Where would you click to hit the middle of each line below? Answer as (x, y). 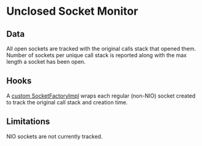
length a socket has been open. (46, 62)
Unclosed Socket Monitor (72, 11)
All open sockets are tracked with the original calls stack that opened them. (101, 48)
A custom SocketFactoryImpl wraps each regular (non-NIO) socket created (101, 96)
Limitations (28, 122)
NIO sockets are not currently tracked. (54, 136)
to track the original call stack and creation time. (67, 102)
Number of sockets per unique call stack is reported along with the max (96, 55)
